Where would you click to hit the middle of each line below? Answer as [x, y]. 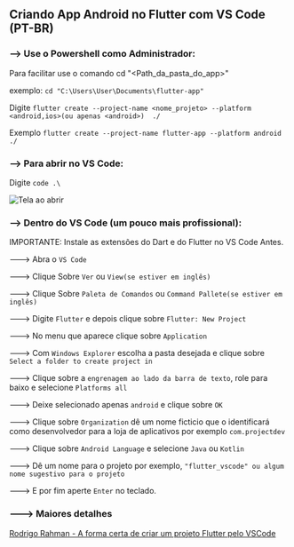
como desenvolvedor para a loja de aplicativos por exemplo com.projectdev [147, 432]
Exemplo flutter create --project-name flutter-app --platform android [145, 132]
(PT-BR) [32, 29]
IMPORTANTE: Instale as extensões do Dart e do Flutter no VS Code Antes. [147, 242]
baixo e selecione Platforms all [68, 388]
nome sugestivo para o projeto [67, 474]
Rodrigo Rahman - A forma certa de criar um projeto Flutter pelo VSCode [143, 533]
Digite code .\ [35, 182]
